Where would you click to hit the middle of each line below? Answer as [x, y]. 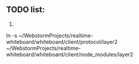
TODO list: [26, 10]
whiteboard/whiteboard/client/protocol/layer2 [62, 41]
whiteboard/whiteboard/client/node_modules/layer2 [70, 54]
